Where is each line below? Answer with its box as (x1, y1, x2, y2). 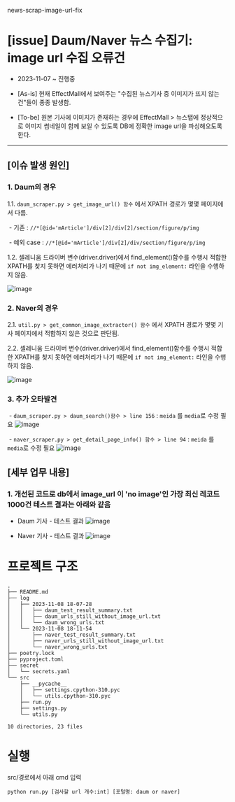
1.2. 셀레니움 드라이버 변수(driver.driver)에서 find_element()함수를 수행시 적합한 (7, 253, 227, 261)
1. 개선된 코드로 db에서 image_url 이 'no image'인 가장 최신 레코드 (7, 489, 220, 499)
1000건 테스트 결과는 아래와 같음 (7, 500, 111, 509)
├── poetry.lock (7, 649, 55, 656)
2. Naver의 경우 (7, 303, 58, 313)
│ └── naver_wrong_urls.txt (7, 643, 108, 650)
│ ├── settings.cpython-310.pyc (20, 686, 120, 694)
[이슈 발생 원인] (7, 160, 70, 171)
